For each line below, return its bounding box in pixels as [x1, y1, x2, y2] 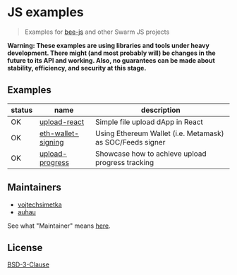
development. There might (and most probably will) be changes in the [7, 49, 217, 57]
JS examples [7, 4, 85, 20]
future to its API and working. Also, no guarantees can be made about [7, 56, 215, 64]
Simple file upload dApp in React [95, 117, 203, 127]
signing [39, 137, 64, 147]
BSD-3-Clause [7, 260, 49, 269]
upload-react [39, 117, 85, 127]
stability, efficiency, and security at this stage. [7, 63, 147, 72]
